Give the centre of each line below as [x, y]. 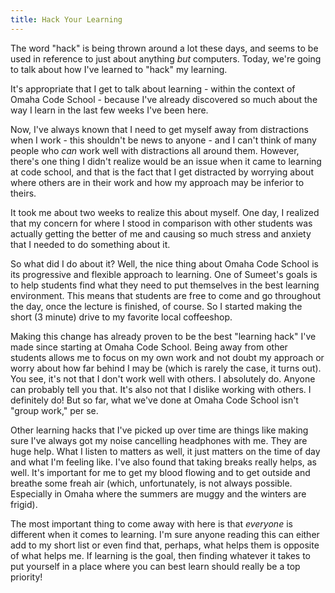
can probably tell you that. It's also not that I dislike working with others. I [161, 389]
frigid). [24, 504]
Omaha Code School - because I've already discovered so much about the [164, 99]
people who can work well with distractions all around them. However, [155, 150]
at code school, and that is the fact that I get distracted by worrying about [162, 172]
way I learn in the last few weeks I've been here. [109, 110]
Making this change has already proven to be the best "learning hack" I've [163, 336]
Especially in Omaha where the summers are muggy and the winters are [158, 493]
